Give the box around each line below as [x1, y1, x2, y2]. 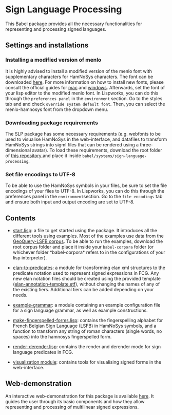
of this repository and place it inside [5, 153, 81, 159]
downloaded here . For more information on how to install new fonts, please [5, 79, 164, 85]
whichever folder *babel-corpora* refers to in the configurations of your [12, 249, 165, 255]
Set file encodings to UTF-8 [5, 171, 75, 178]
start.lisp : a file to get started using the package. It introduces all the [12, 228, 158, 234]
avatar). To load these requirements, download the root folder [32, 147, 163, 153]
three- [140, 141, 153, 147]
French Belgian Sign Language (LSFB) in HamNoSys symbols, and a [12, 323, 157, 329]
